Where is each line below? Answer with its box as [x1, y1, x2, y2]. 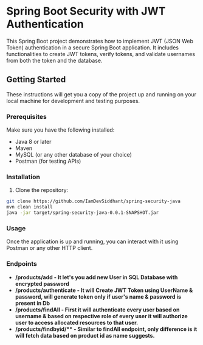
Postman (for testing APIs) [15, 157, 81, 165]
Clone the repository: [15, 187, 69, 194]
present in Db [15, 299, 50, 307]
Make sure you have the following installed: [6, 126, 115, 133]
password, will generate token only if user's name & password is [15, 293, 181, 300]
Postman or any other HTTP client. [6, 244, 93, 252]
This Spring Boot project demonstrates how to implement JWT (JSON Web [6, 37, 193, 44]
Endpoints [6, 260, 38, 268]
